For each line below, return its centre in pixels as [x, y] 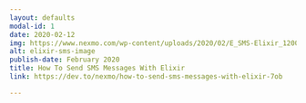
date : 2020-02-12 [42, 34]
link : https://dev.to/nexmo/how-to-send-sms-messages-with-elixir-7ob [146, 77]
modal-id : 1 [32, 26]
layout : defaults [42, 18]
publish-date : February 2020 [65, 60]
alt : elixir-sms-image [52, 51]
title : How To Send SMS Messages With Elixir [97, 69]
